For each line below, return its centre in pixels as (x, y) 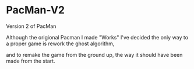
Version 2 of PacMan (31, 26)
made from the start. (31, 61)
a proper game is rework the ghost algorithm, (60, 43)
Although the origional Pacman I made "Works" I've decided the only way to (97, 37)
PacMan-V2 (36, 10)
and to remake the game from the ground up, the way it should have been (94, 55)
